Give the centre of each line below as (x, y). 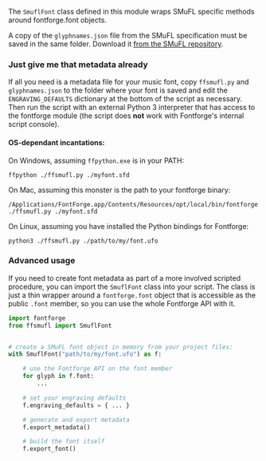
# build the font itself (64, 442)
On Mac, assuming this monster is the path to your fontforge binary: (119, 190)
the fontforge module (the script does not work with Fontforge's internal (126, 116)
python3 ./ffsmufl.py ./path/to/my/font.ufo (83, 241)
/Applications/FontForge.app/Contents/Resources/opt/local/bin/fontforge (133, 204)
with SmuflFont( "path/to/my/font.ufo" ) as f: (85, 354)
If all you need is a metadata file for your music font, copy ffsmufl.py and (129, 82)
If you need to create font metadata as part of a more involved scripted (125, 278)
